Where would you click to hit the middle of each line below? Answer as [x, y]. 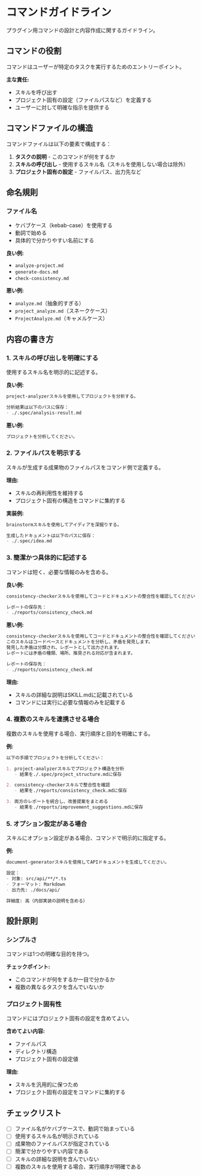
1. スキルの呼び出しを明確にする [52, 358]
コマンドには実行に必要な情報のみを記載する [70, 702]
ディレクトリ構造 [36, 1051]
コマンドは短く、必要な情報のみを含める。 [59, 572]
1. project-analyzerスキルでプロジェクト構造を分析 [65, 769]
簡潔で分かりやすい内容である [52, 1151]
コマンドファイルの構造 [49, 128]
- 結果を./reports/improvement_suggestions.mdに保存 [79, 807]
